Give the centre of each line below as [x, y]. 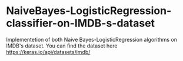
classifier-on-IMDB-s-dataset [80, 23]
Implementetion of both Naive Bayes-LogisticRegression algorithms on [92, 39]
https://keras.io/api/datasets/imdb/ [48, 52]
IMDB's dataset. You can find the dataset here [62, 46]
